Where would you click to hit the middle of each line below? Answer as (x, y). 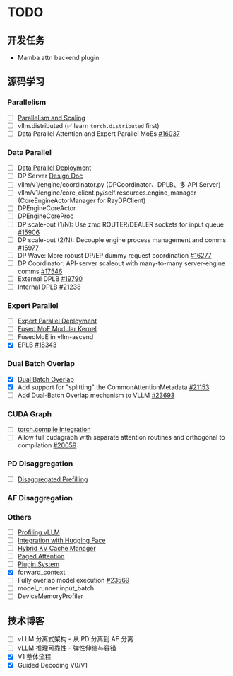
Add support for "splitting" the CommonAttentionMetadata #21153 (113, 387)
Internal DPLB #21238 (49, 287)
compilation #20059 (47, 445)
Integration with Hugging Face (61, 540)
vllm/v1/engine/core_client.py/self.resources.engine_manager (107, 193)
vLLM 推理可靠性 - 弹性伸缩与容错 (67, 648)
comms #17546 (40, 271)
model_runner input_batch (56, 588)
